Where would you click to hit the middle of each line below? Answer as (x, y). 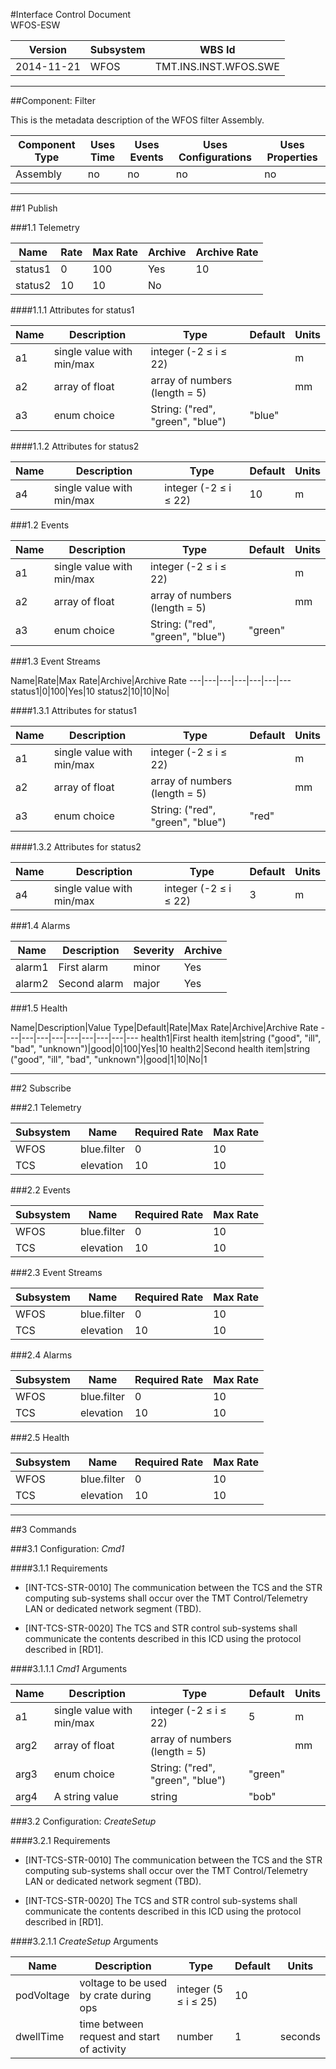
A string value (86, 1796)
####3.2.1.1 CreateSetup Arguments (84, 1941)
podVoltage (42, 1995)
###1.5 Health (39, 1008)
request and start (119, 2036)
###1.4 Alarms (40, 925)
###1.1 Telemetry (45, 227)
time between (111, 2024)
